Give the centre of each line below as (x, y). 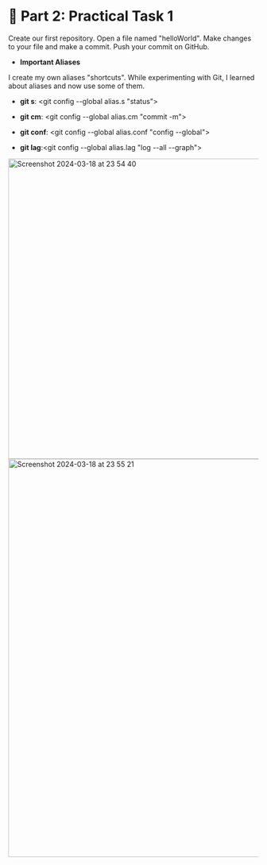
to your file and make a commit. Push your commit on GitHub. (109, 46)
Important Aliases (50, 62)
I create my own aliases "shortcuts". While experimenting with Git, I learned (132, 77)
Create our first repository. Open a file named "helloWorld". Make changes (130, 38)
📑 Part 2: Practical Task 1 (91, 16)
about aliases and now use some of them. (77, 86)
